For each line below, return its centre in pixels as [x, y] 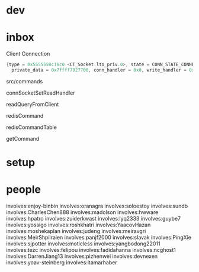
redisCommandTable [32, 127]
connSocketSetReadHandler [41, 93]
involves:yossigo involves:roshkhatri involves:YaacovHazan [78, 225]
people [24, 190]
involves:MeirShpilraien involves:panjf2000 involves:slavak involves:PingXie [99, 237]
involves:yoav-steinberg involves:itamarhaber [62, 263]
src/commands [25, 81]
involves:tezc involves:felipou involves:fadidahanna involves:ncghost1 [91, 250]
